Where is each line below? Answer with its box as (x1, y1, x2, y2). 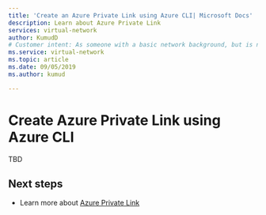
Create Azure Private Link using (8, 111, 222, 129)
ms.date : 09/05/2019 (8, 63, 77, 71)
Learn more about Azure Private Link (19, 198, 140, 208)
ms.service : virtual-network (8, 48, 104, 56)
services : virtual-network (8, 26, 97, 34)
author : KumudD (8, 33, 59, 42)
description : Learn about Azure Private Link (8, 19, 161, 27)
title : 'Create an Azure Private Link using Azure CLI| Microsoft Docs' (8, 11, 253, 20)
